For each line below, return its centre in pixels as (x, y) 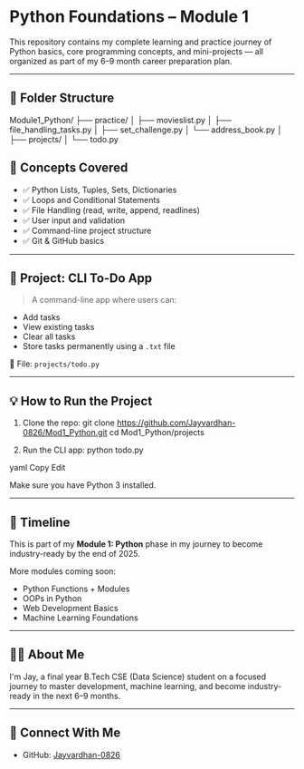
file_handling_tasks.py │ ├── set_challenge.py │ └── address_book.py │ (146, 130)
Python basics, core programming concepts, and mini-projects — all (137, 51)
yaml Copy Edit (38, 468)
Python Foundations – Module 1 (129, 17)
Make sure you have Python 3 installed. (83, 485)
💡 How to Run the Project (81, 401)
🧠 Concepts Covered (69, 168)
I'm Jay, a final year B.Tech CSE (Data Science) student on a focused (138, 677)
